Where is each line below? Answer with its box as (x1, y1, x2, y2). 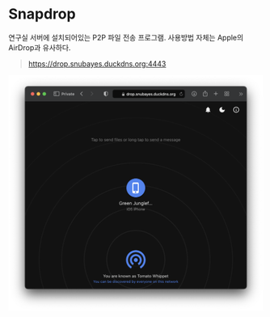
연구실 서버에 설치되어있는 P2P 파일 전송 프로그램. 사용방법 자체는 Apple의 (8, 32, 244, 42)
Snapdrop (8, 5, 76, 23)
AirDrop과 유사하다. (8, 42, 71, 53)
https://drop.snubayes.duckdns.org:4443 (27, 58, 167, 69)
